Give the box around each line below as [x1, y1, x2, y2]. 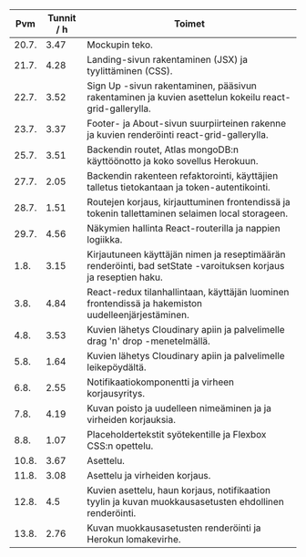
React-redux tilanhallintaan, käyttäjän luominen [87, 286, 290, 298]
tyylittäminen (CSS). [87, 65, 173, 77]
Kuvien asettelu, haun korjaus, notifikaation [87, 484, 271, 496]
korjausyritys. [87, 387, 146, 399]
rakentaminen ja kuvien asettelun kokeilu [87, 91, 261, 103]
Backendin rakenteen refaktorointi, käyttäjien [87, 170, 279, 181]
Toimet [174, 17, 205, 30]
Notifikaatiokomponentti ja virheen [87, 376, 235, 388]
